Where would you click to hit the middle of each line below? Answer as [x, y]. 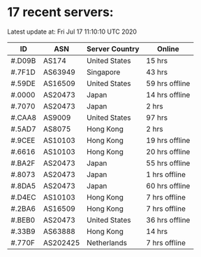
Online [168, 48]
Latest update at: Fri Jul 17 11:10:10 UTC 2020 [72, 32]
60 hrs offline [168, 186]
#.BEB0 [23, 220]
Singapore [104, 72]
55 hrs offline [168, 163]
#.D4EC [23, 197]
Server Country [113, 48]
